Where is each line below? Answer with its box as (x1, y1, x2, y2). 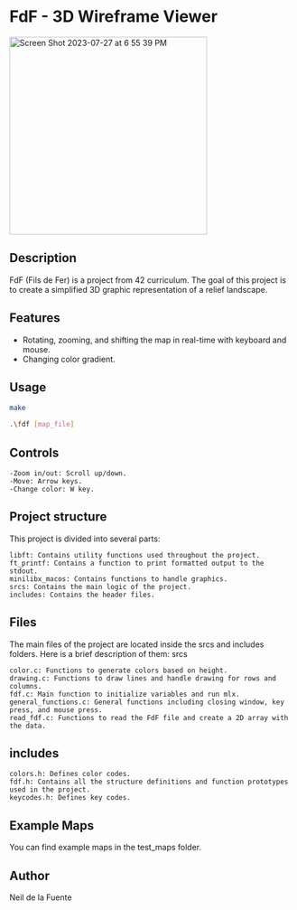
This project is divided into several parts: (9, 533, 161, 544)
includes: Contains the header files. (9, 590, 155, 599)
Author (9, 868, 50, 883)
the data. (9, 721, 47, 730)
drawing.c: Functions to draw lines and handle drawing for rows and (9, 673, 277, 683)
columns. (9, 681, 42, 690)
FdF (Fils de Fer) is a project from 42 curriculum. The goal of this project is (9, 274, 287, 286)
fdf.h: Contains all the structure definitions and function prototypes (9, 777, 289, 787)
